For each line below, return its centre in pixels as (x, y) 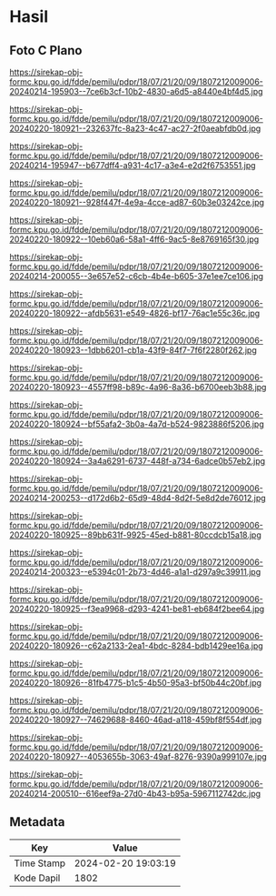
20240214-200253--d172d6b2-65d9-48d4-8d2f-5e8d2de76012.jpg (138, 498)
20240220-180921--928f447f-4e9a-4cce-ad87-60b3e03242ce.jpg (137, 202)
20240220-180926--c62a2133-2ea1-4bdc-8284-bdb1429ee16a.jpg (136, 646)
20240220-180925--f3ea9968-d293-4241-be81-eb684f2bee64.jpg (137, 609)
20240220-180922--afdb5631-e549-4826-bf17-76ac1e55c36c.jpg (135, 313)
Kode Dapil (37, 878)
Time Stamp (40, 863)
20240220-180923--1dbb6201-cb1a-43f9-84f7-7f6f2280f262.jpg (133, 350)
